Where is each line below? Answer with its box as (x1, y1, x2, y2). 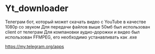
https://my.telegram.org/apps (5, 43, 65, 49)
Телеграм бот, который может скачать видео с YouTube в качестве (5, 19, 146, 25)
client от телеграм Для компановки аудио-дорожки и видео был (5, 29, 140, 35)
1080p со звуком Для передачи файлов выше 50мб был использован (5, 24, 150, 29)
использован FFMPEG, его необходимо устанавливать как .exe (5, 34, 137, 40)
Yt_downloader (5, 3, 68, 14)
